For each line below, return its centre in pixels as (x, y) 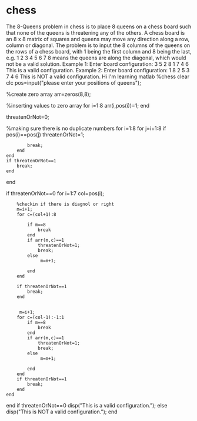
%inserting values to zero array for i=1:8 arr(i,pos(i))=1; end (78, 105)
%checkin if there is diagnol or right (66, 204)
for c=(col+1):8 (37, 214)
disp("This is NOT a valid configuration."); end (62, 412)
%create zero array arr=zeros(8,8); (49, 94)
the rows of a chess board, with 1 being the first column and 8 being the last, (99, 51)
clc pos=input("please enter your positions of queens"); (74, 82)
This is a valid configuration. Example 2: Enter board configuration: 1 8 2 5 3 (98, 70)
